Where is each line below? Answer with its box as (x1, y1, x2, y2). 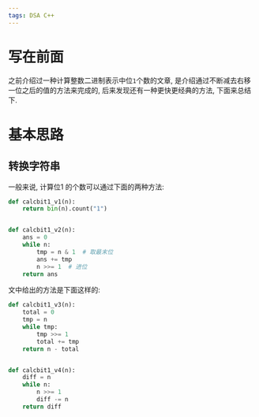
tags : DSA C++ (8, 11, 55, 20)
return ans (22, 270, 58, 278)
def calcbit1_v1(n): (8, 198, 77, 206)
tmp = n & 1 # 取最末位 (36, 248, 114, 256)
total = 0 (22, 308, 55, 316)
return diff (22, 403, 62, 411)
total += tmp (36, 337, 80, 345)
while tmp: (22, 323, 58, 331)
